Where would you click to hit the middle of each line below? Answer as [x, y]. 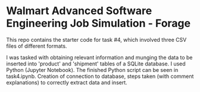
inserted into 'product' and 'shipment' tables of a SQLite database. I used [96, 64]
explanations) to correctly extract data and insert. [67, 82]
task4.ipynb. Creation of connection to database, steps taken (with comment [100, 76]
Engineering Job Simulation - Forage [99, 23]
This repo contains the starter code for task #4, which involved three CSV [96, 40]
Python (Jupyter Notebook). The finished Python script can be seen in [92, 70]
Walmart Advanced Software [79, 11]
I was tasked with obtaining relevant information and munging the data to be [99, 57]
